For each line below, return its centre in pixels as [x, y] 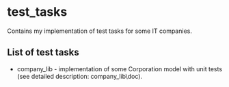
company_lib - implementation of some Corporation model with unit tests [120, 69]
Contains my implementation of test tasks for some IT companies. [100, 31]
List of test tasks [43, 52]
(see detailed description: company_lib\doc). [79, 76]
